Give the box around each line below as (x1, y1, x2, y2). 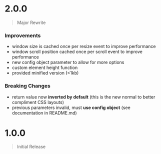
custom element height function (11, 64, 78, 70)
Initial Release (16, 143, 46, 150)
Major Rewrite (16, 19, 46, 25)
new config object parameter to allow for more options (11, 59, 124, 65)
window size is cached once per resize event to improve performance (11, 43, 156, 49)
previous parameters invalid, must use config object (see (11, 104, 130, 110)
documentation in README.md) (11, 109, 77, 115)
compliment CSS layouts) (11, 99, 64, 105)
